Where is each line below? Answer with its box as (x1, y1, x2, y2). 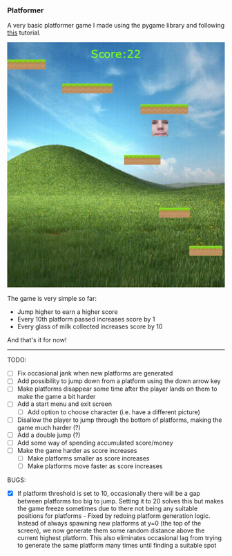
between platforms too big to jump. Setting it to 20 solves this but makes (17, 497, 224, 506)
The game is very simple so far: (7, 295, 97, 303)
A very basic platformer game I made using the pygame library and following (7, 21, 225, 30)
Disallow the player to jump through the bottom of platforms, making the (17, 416, 222, 424)
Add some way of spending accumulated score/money (17, 438, 174, 447)
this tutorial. (7, 28, 41, 37)
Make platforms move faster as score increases (27, 462, 163, 470)
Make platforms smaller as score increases (27, 454, 150, 462)
